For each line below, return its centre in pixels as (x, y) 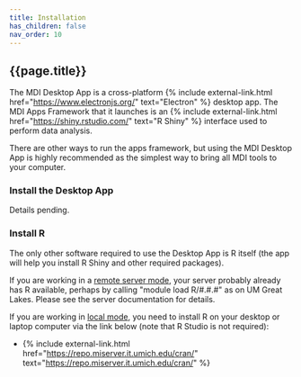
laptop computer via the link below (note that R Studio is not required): (139, 326)
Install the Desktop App (62, 191)
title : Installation (48, 18)
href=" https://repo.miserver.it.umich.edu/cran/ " (110, 353)
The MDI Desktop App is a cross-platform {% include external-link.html (141, 93)
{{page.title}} (48, 71)
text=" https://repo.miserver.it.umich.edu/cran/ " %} (116, 363)
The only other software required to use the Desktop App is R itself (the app (150, 253)
